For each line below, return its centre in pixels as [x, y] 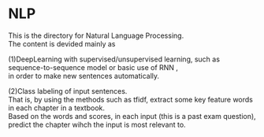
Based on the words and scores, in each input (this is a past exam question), [132, 116]
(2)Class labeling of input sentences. [68, 91]
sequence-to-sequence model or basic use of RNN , [93, 67]
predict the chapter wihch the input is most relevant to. [97, 124]
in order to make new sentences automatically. [84, 76]
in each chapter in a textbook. [56, 108]
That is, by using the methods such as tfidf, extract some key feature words [131, 99]
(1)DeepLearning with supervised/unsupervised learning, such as [114, 59]
